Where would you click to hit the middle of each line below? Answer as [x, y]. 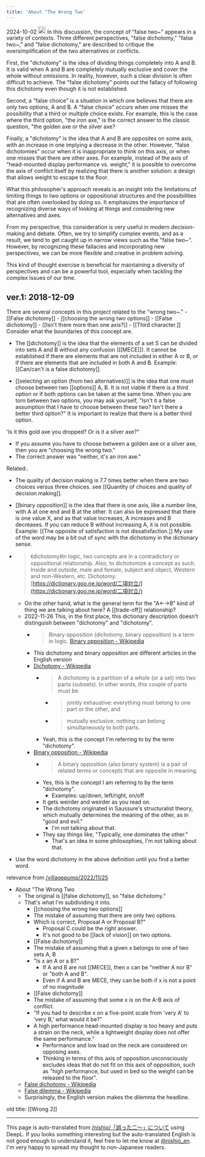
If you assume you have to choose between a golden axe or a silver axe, [106, 443]
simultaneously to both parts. [103, 727]
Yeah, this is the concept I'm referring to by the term [108, 739]
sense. [23, 544]
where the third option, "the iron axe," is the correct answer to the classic [98, 120]
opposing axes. [62, 1051]
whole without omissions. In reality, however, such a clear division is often [99, 76]
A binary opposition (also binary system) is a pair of [123, 764]
